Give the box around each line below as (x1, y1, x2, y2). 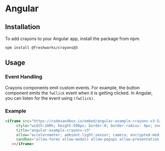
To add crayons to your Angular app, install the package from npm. (5, 36, 141, 41)
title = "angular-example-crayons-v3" (16, 128, 91, 133)
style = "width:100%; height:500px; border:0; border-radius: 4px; (16, 123, 153, 128)
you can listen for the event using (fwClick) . (5, 95, 95, 101)
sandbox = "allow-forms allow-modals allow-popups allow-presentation (16, 137, 160, 142)
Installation (5, 23, 40, 31)
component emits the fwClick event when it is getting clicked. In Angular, (5, 90, 153, 96)
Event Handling (5, 74, 43, 80)
